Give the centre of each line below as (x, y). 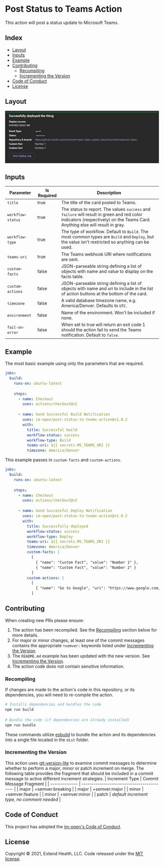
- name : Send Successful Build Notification (64, 415)
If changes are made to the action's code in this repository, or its (70, 690)
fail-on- (16, 328)
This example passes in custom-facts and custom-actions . (63, 460)
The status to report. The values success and (106, 210)
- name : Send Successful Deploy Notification (65, 511)
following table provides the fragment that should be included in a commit (79, 773)
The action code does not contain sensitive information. (68, 666)
